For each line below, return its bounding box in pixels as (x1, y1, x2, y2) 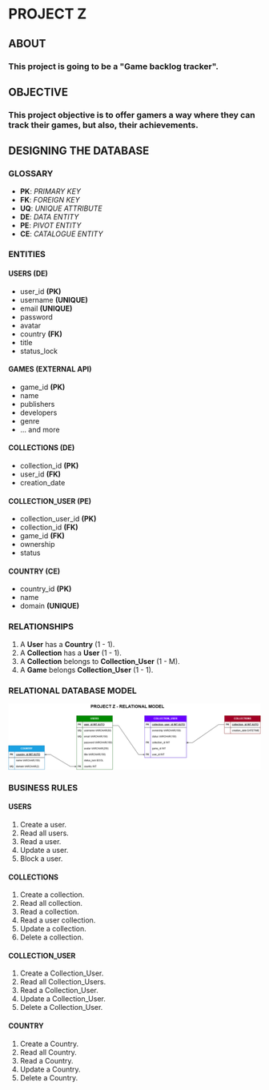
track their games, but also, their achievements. (8, 119, 199, 131)
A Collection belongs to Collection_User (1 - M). (19, 656, 180, 666)
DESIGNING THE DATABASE (8, 144, 150, 158)
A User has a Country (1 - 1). (19, 639, 115, 649)
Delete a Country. (19, 1072, 78, 1082)
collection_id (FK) (19, 522, 78, 533)
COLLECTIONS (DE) (8, 443, 75, 452)
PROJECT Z (8, 5, 87, 23)
